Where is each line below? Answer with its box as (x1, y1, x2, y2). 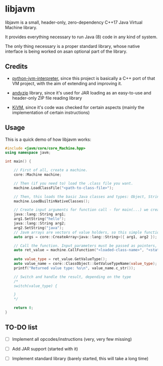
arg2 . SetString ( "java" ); (14, 225, 64, 230)
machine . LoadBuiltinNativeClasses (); (14, 198, 90, 204)
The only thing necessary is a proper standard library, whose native (5, 43, 140, 49)
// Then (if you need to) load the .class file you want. (14, 181, 133, 186)
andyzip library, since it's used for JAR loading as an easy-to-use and (12, 90, 151, 95)
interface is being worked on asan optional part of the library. (5, 48, 128, 54)
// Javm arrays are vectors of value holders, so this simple (14, 230, 142, 235)
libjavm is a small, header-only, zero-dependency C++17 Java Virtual (5, 19, 143, 25)
